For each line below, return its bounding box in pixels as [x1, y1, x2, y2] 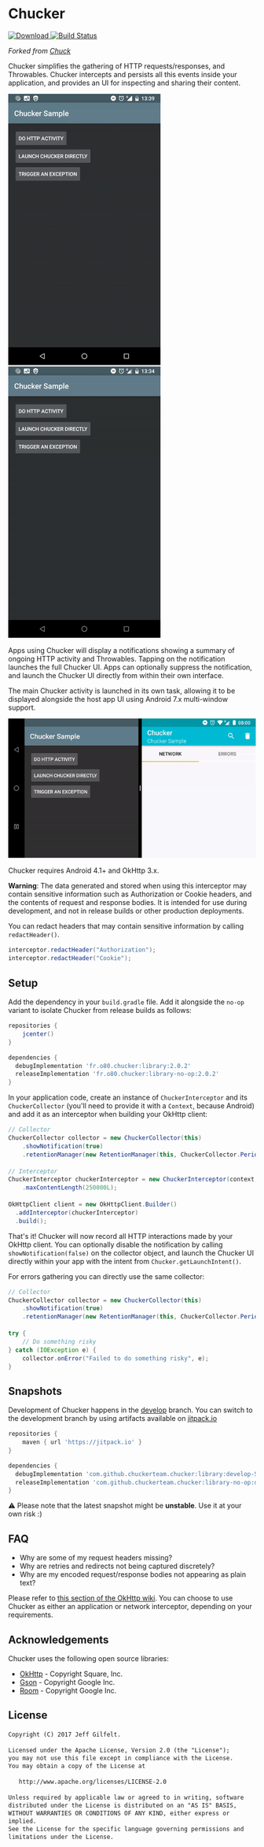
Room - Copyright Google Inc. [19, 1686, 117, 1695]
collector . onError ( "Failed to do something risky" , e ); [22, 1354, 210, 1363]
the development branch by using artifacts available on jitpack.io [8, 1414, 218, 1423]
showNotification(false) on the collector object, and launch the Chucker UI [8, 1248, 254, 1257]
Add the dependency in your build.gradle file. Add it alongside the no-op [8, 997, 245, 1007]
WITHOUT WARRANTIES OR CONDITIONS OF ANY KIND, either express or [8, 1809, 230, 1817]
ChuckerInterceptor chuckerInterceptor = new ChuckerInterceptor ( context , [8, 1175, 258, 1184]
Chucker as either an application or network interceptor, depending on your [8, 1602, 253, 1611]
